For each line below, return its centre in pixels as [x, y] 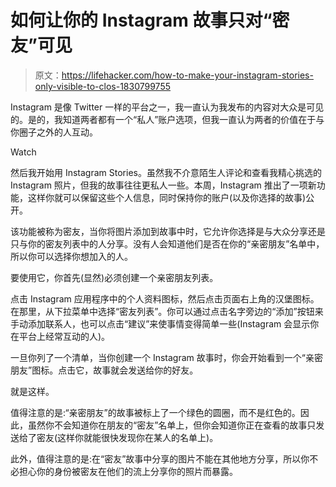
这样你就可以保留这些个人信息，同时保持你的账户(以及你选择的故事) [167, 197]
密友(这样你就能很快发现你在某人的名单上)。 [127, 437]
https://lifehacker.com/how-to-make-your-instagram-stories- [187, 75]
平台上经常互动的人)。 [64, 336]
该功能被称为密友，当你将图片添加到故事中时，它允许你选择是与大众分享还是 [168, 231]
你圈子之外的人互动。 [54, 132]
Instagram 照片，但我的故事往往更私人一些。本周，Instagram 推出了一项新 [163, 185]
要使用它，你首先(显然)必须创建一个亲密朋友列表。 [114, 277]
